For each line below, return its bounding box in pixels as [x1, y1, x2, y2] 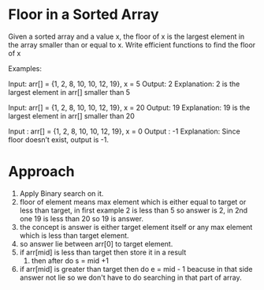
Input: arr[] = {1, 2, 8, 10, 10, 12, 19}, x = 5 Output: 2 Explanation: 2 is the [8, 79, 240, 89]
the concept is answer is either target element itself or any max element [19, 222, 253, 232]
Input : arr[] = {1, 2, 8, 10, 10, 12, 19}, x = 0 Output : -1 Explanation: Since [8, 126, 240, 136]
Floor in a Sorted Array [8, 6, 159, 24]
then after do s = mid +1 [31, 255, 109, 266]
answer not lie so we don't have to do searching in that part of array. [19, 273, 242, 282]
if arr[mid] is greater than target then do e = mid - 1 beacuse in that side [19, 264, 253, 273]
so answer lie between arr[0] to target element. [19, 239, 173, 248]
